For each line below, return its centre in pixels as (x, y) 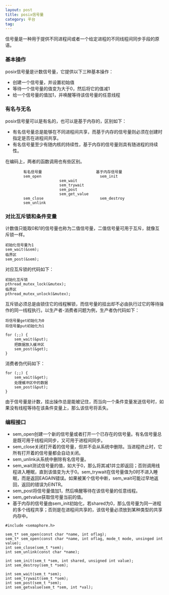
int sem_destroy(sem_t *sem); (37, 565)
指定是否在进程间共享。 (37, 138)
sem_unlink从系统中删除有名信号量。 (51, 459)
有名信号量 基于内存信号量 (73, 172)
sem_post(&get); (31, 349)
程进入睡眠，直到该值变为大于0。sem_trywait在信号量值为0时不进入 (83, 472)
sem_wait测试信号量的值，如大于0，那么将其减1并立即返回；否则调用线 (86, 466)
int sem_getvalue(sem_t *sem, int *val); (49, 587)
